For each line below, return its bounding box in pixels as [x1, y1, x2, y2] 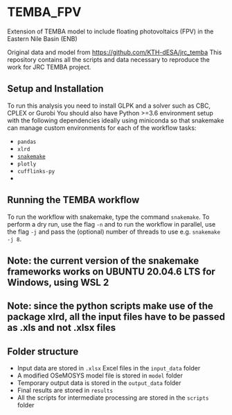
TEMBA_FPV [7, 4, 82, 20]
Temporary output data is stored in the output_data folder [17, 379, 181, 387]
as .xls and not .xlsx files [7, 322, 116, 334]
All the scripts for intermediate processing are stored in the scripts [17, 393, 209, 402]
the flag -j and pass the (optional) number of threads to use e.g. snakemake [7, 227, 220, 236]
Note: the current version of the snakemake [7, 254, 199, 266]
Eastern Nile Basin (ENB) [7, 34, 78, 42]
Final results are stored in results [17, 386, 113, 395]
